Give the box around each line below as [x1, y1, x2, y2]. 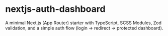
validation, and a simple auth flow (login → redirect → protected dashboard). [5, 25, 163, 31]
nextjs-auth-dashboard [5, 3, 106, 15]
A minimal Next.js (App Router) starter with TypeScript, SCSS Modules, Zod [5, 20, 162, 26]
